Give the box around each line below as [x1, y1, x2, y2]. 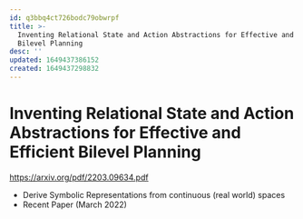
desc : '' [9, 47, 43, 56]
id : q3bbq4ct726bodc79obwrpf [9, 13, 120, 23]
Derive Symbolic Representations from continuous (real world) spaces [22, 189, 286, 200]
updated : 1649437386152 [9, 55, 100, 65]
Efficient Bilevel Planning [9, 142, 201, 163]
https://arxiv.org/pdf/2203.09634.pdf [9, 172, 149, 183]
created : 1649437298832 [9, 65, 100, 74]
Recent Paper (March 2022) [22, 199, 127, 210]
